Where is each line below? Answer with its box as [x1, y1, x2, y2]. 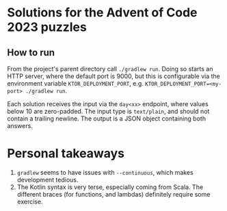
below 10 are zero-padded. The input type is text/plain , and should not [7, 108, 210, 115]
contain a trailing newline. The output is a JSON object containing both [7, 114, 206, 123]
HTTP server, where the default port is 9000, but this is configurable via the [7, 72, 220, 80]
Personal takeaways [7, 146, 125, 162]
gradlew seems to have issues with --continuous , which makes [16, 168, 193, 176]
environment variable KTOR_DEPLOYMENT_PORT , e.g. [7, 79, 144, 87]
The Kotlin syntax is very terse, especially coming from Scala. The [16, 183, 204, 191]
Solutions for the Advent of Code [7, 5, 198, 21]
